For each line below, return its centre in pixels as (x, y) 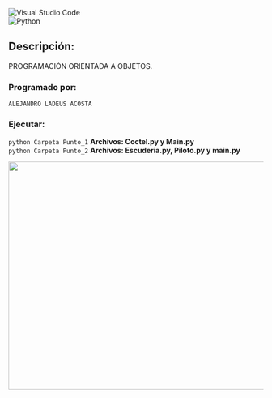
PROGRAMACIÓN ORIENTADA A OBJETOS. (81, 66)
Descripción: (42, 47)
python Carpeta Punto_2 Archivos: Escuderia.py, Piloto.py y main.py (125, 151)
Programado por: (42, 87)
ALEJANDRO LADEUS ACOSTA (50, 104)
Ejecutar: (27, 124)
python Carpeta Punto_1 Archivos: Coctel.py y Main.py (101, 142)
